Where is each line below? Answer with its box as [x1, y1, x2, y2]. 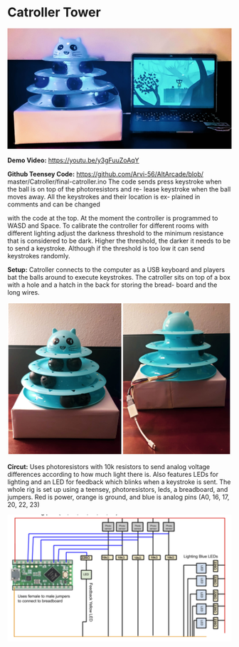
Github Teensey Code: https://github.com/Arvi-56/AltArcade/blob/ [7, 170, 204, 179]
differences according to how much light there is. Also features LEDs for [7, 470, 219, 478]
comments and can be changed [7, 200, 101, 209]
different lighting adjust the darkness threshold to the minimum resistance [7, 229, 224, 238]
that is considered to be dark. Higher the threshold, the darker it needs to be [7, 236, 231, 246]
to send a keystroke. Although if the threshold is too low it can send [7, 244, 205, 253]
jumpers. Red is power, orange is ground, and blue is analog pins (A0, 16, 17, [7, 493, 230, 501]
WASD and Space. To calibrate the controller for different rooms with [7, 221, 209, 230]
